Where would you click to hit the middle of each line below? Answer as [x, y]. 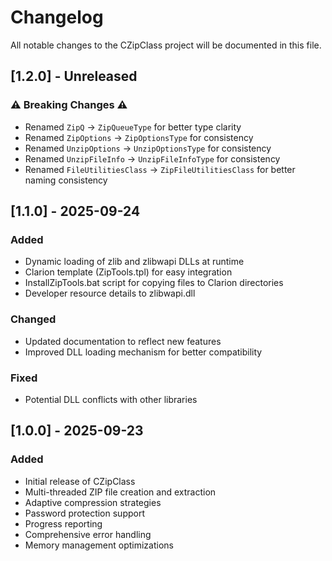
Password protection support [84, 513]
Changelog [57, 17]
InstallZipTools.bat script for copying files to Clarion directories [154, 283]
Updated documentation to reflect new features [123, 341]
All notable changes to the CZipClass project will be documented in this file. [166, 45]
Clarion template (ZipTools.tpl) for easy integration [128, 272]
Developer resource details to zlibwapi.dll [110, 293]
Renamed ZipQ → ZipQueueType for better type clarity [133, 127]
